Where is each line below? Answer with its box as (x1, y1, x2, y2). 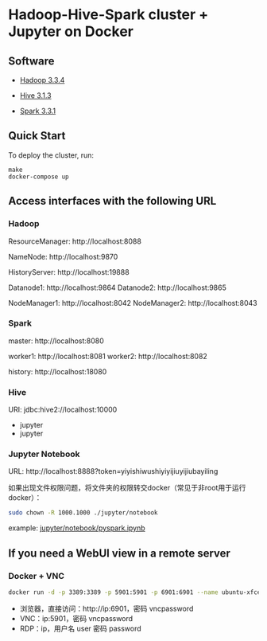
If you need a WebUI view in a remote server (8, 546, 230, 560)
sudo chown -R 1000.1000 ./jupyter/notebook (8, 509, 158, 517)
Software (8, 54, 55, 68)
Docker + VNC (8, 570, 65, 581)
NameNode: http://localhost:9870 (8, 252, 118, 261)
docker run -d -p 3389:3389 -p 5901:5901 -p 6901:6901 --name (8, 588, 219, 596)
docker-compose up (8, 173, 69, 181)
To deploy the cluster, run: (8, 150, 94, 160)
